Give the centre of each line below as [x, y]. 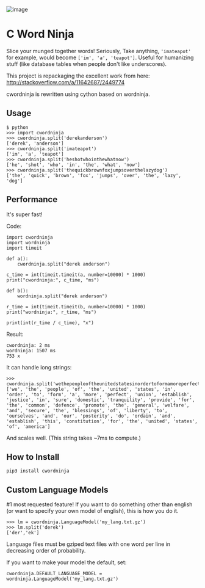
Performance [32, 199]
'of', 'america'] [28, 426]
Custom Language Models [57, 489]
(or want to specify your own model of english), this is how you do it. [92, 511]
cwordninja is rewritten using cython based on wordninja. [78, 94]
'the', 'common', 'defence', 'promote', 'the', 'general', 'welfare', [98, 405]
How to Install [33, 457]
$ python [17, 127]
